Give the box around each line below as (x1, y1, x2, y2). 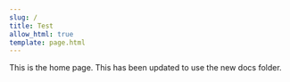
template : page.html (9, 37, 87, 47)
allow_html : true (9, 29, 74, 38)
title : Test (9, 21, 54, 30)
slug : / (9, 12, 38, 22)
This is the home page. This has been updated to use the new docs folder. (9, 62, 283, 73)
